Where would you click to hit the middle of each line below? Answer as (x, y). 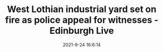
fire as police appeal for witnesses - (82, 20)
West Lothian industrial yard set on (82, 9)
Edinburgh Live (82, 31)
